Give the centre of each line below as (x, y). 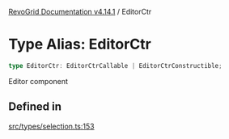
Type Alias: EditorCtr (80, 44)
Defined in (35, 107)
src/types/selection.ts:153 (51, 126)
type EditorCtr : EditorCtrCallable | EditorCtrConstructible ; (115, 65)
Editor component (38, 81)
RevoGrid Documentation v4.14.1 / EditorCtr (80, 12)
